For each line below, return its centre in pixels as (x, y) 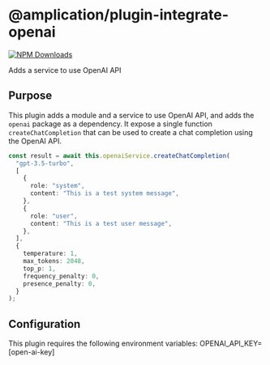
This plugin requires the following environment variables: (103, 344)
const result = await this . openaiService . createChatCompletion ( (119, 155)
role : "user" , (54, 216)
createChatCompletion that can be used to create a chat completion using (131, 132)
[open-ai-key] (32, 352)
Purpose (30, 96)
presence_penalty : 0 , (59, 284)
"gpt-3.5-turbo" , (45, 163)
